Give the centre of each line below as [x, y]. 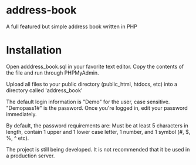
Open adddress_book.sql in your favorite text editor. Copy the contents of [95, 66]
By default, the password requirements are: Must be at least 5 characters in [97, 125]
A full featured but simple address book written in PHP [72, 26]
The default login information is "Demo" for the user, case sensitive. [88, 102]
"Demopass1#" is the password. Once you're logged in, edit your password [97, 108]
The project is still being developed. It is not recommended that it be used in [98, 149]
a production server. [31, 156]
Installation [34, 50]
